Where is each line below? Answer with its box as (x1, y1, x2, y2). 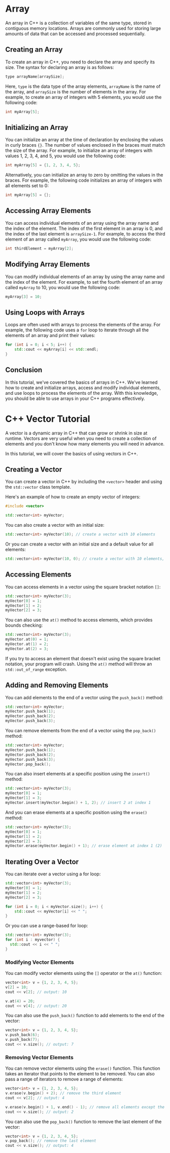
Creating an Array (5, 45, 63, 54)
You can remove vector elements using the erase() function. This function (5, 1065, 161, 1071)
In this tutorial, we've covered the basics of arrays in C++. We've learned (5, 379, 158, 385)
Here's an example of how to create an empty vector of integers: (5, 494, 141, 500)
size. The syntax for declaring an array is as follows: (5, 64, 114, 70)
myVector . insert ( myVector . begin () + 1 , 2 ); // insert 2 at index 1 (5, 800, 151, 805)
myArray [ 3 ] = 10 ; (5, 294, 42, 299)
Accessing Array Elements (5, 207, 91, 215)
